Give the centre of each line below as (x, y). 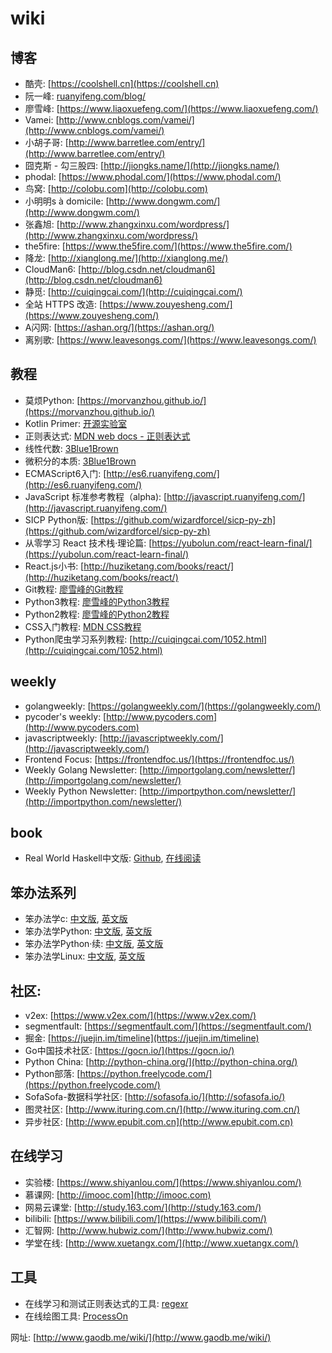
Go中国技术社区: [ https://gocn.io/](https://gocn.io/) (129, 1051)
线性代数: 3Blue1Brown (71, 448)
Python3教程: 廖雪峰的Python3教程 (97, 601)
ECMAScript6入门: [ (65, 473)
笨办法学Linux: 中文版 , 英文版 (85, 956)
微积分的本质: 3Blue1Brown (80, 461)
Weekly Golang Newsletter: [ (83, 769)
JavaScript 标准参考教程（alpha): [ (96, 496)
